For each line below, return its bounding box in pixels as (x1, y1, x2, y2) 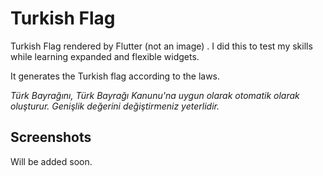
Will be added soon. (10, 155, 93, 167)
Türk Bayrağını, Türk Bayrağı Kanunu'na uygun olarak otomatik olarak (10, 89, 300, 101)
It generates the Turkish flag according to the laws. (10, 70, 221, 82)
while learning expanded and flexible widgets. (10, 50, 200, 62)
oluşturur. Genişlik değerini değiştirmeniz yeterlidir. (10, 100, 220, 112)
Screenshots (10, 129, 92, 146)
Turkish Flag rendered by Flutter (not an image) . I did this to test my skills (10, 40, 313, 52)
